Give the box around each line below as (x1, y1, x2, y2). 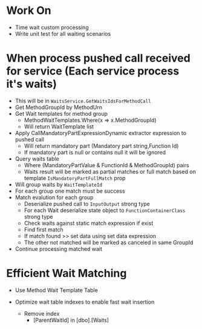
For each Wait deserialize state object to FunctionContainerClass (24, 207, 186, 214)
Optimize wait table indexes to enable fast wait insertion (15, 298, 155, 305)
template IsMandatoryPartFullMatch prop (24, 174, 126, 182)
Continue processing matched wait (15, 245, 103, 252)
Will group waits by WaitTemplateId (15, 181, 103, 188)
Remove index (24, 310, 60, 317)
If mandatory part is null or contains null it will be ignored (24, 148, 166, 156)
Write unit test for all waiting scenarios (15, 30, 111, 37)
